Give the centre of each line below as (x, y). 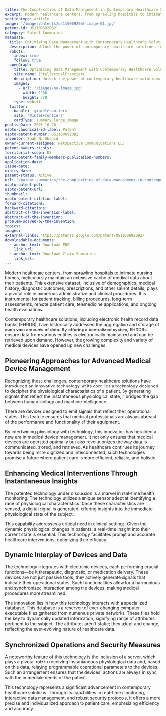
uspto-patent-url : (24, 189)
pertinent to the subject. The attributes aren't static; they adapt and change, (82, 624)
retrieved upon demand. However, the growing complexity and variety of (79, 340)
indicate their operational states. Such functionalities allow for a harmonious (83, 583)
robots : (18, 51)
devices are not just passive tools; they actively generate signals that (75, 577)
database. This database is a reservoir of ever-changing (62, 608)
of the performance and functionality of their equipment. (62, 422)
